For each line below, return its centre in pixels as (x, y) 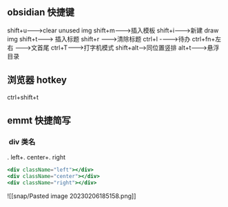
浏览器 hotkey (37, 80)
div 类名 (22, 141)
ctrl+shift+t (23, 97)
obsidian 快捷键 (41, 12)
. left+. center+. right (36, 157)
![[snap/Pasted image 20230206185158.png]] (72, 196)
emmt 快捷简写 (39, 120)
